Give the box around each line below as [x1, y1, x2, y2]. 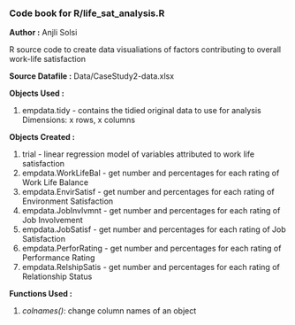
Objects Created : [9, 132, 75, 143]
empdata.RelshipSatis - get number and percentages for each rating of [21, 262, 280, 273]
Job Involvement [21, 215, 84, 226]
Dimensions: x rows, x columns [21, 114, 135, 126]
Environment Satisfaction [21, 196, 114, 206]
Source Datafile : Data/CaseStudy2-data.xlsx [9, 71, 175, 81]
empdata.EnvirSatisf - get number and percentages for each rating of [21, 187, 276, 197]
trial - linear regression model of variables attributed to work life [21, 149, 254, 159]
